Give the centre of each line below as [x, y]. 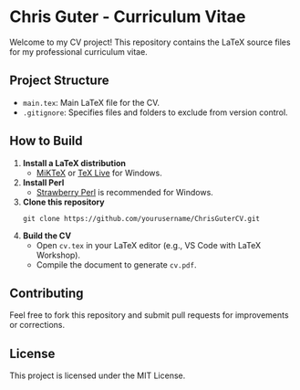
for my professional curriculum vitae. [78, 51]
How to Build [47, 141]
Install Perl [43, 182]
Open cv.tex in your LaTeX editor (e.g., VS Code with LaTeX [149, 245]
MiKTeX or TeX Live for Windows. [99, 173]
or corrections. [37, 325]
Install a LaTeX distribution [74, 163]
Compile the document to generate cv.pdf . [116, 264]
